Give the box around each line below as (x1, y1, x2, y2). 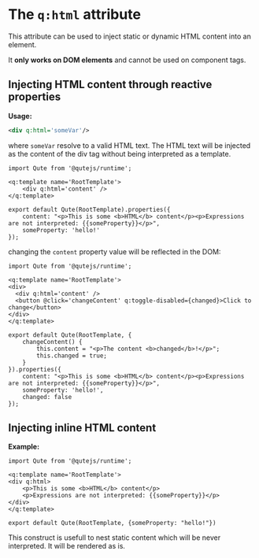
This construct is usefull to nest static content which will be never (8, 533, 221, 542)
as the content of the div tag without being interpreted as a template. (8, 149, 231, 158)
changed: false (22, 393, 72, 401)
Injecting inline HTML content (8, 421, 157, 434)
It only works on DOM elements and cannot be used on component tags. (8, 55, 246, 65)
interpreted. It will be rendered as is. (8, 541, 126, 551)
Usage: (8, 111, 33, 120)
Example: (8, 442, 40, 452)
